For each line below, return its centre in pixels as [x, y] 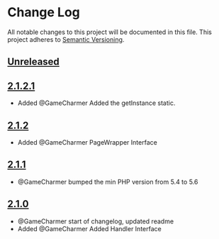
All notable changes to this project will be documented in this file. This [110, 32]
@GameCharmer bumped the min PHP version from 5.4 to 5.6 [108, 182]
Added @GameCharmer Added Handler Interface [89, 228]
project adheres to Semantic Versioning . [66, 39]
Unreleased [34, 62]
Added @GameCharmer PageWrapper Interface [87, 142]
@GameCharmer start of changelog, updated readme [96, 221]
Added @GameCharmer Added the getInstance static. [96, 103]
